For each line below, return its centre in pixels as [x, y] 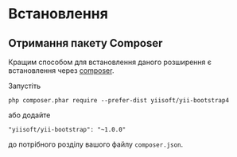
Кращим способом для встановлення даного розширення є [110, 62]
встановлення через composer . [61, 71]
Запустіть [25, 86]
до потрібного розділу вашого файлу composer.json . [96, 144]
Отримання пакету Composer [85, 43]
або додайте [29, 115]
